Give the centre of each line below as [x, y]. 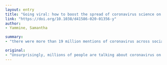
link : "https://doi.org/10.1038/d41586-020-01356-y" [61, 19]
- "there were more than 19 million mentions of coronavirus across [78, 42]
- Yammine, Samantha [27, 28]
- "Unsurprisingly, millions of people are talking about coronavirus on [83, 55]
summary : [14, 37]
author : [13, 23]
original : [15, 50]
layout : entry [20, 10]
